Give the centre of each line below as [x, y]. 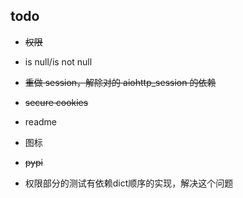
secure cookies [56, 102]
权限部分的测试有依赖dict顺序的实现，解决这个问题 [129, 183]
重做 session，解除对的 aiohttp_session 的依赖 [120, 82]
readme [40, 121]
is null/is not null [58, 61]
